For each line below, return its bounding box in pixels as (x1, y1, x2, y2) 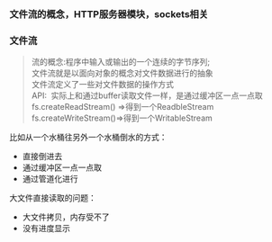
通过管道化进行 (22, 174, 78, 184)
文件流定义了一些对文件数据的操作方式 (31, 79, 174, 90)
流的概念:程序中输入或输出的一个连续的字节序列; (31, 57, 211, 67)
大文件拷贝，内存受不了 (22, 211, 110, 222)
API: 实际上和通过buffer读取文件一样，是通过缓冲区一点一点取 (31, 90, 263, 101)
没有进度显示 (22, 223, 70, 234)
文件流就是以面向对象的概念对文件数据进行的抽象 (31, 67, 213, 78)
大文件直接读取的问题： (9, 193, 96, 203)
